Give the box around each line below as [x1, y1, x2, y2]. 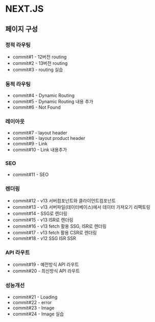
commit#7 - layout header [12, 130, 68, 136]
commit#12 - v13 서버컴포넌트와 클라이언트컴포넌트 [12, 197, 116, 204]
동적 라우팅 [5, 80, 31, 87]
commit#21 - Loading [12, 294, 58, 300]
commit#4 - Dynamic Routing [12, 92, 75, 98]
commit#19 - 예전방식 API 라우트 [12, 261, 79, 268]
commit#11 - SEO [12, 171, 49, 178]
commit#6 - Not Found [12, 104, 61, 110]
